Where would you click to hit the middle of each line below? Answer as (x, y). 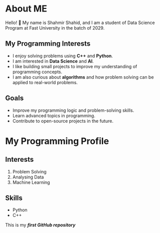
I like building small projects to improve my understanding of (75, 66)
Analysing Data (28, 177)
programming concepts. (37, 72)
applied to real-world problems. (45, 82)
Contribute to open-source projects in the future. (63, 121)
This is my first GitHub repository (40, 225)
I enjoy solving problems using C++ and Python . (63, 56)
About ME (26, 9)
